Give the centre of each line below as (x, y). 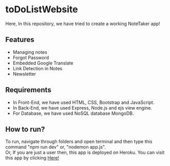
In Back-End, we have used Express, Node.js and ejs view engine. (82, 108)
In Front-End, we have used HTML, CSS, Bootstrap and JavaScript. (83, 102)
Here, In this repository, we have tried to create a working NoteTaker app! (83, 24)
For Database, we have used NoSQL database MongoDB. (73, 113)
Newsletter (24, 74)
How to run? (25, 129)
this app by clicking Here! (32, 158)
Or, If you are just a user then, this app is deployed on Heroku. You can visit (85, 153)
